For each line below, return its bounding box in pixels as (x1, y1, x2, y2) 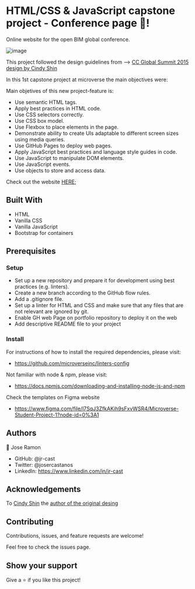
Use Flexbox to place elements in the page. (14, 123, 119, 130)
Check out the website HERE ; (6, 178, 77, 185)
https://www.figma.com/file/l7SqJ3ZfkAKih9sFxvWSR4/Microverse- (14, 405, 179, 412)
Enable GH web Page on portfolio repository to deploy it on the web (14, 314, 177, 321)
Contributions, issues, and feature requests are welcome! (6, 532, 144, 539)
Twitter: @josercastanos (14, 461, 74, 468)
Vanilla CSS (14, 217, 43, 224)
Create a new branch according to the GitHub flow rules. (14, 289, 151, 296)
